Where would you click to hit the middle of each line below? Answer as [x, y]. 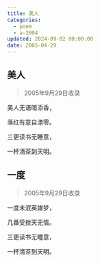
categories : [24, 20]
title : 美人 [23, 13]
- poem [23, 26]
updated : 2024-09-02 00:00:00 [50, 39]
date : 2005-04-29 [32, 45]
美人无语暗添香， [31, 107]
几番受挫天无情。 [31, 222]
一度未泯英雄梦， [31, 208]
